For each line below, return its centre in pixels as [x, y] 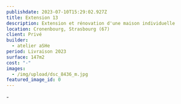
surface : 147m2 [26, 57]
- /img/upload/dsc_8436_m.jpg [50, 74]
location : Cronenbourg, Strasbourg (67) [58, 29]
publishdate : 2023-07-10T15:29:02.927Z [57, 12]
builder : [17, 40]
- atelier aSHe [31, 46]
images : [16, 68]
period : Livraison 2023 [36, 52]
